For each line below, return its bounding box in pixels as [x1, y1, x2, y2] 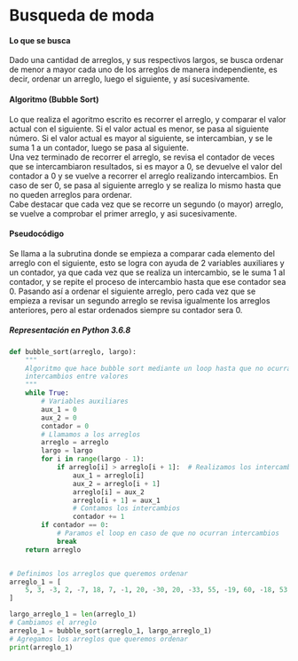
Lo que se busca [9, 35, 71, 45]
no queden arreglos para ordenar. [9, 189, 133, 200]
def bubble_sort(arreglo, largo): [9, 347, 137, 356]
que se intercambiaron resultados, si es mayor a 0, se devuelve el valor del [9, 161, 283, 171]
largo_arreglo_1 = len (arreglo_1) [9, 610, 137, 619]
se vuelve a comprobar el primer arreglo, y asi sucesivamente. [9, 208, 238, 218]
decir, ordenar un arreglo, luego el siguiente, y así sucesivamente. [9, 74, 250, 84]
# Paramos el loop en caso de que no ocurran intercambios [56, 529, 279, 538]
